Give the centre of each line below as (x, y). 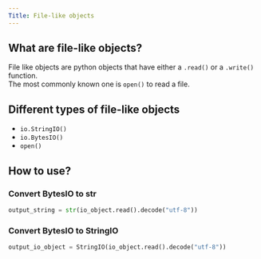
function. (23, 76)
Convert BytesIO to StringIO (63, 230)
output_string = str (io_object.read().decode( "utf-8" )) (103, 210)
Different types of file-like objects (94, 109)
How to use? (40, 171)
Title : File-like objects (51, 16)
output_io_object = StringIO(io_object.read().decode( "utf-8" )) (117, 247)
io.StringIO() (43, 129)
